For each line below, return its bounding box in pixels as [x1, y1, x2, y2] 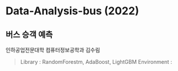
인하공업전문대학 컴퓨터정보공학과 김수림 [5, 47, 100, 53]
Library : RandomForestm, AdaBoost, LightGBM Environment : [20, 58, 173, 65]
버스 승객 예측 [5, 29, 53, 39]
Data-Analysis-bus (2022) [5, 4, 139, 18]
